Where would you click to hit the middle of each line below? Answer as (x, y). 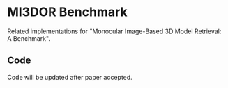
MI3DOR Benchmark (67, 12)
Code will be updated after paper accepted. (70, 77)
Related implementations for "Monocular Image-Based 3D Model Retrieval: (114, 31)
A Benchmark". (29, 38)
